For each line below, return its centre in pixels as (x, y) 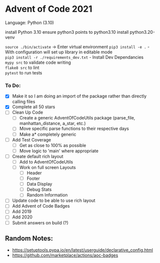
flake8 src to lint (22, 68)
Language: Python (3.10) (30, 23)
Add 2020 (22, 217)
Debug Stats (39, 190)
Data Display (40, 184)
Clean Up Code (28, 112)
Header (34, 173)
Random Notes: (29, 238)
